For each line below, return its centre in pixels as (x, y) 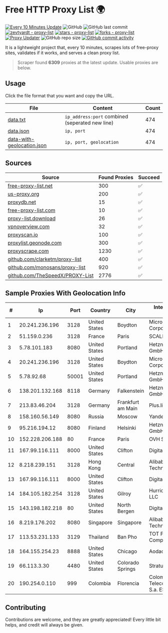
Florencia (128, 583)
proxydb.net (22, 202)
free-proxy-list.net (30, 186)
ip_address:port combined (96, 116)
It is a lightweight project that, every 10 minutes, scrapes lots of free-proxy (82, 47)
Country (100, 310)
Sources (18, 163)
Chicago (127, 551)
